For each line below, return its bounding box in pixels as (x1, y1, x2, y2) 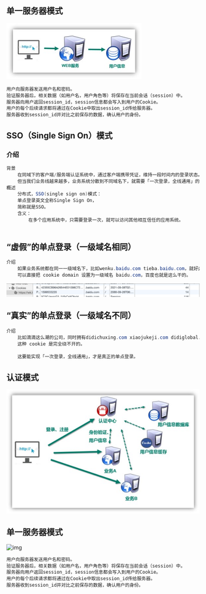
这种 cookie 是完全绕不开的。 (17, 340, 85, 347)
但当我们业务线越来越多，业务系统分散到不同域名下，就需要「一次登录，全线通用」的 (17, 178, 200, 184)
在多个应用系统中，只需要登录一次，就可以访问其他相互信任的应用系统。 (28, 217, 184, 223)
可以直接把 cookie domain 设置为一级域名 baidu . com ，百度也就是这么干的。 (17, 272, 191, 279)
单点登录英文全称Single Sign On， (17, 198, 97, 204)
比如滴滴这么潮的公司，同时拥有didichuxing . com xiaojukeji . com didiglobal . (17, 334, 201, 340)
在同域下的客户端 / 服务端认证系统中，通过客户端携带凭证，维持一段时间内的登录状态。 (17, 171, 203, 178)
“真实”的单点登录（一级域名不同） (6, 310, 136, 321)
